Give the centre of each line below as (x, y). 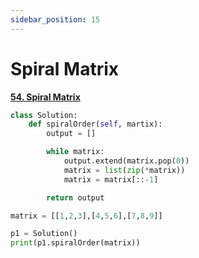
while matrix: (75, 152)
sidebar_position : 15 (55, 19)
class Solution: (44, 115)
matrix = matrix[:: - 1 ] (111, 179)
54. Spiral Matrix (45, 97)
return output (75, 197)
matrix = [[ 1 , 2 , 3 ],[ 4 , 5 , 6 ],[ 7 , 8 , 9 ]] (86, 216)
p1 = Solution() (44, 234)
